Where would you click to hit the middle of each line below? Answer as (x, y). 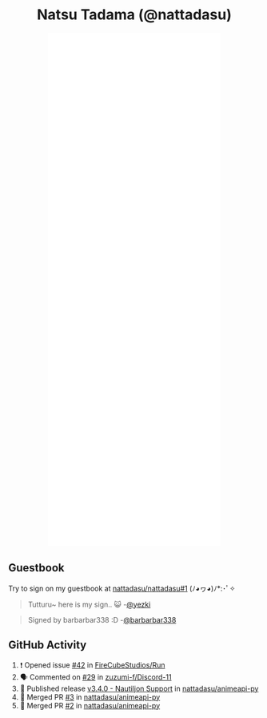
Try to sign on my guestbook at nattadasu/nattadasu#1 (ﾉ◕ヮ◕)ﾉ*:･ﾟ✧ (122, 588)
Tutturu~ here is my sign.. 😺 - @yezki (89, 604)
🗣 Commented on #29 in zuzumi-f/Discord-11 (96, 677)
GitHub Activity (48, 645)
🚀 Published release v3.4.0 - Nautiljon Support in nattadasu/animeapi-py (139, 688)
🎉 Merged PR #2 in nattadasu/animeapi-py (90, 705)
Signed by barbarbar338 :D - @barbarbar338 (102, 619)
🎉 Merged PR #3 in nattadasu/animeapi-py (90, 697)
